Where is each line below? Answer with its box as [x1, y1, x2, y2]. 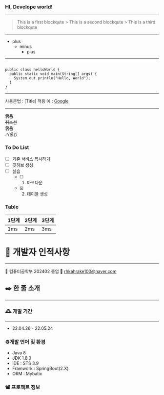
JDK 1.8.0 [12, 355, 32, 361]
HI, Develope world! [5, 3, 53, 10]
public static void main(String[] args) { [9, 72, 97, 76]
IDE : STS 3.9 [12, 360, 39, 366]
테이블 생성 [26, 191, 48, 197]
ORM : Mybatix [12, 371, 42, 377]
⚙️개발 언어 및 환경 [5, 339, 45, 346]
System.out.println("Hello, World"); [14, 76, 91, 81]
